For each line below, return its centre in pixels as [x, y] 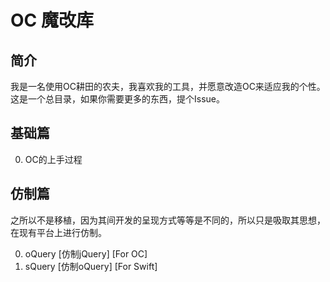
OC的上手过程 [53, 159]
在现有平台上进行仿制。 [58, 232]
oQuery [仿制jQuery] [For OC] [86, 253]
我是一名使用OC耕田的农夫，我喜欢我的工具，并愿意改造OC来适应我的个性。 [168, 86]
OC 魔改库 [52, 20]
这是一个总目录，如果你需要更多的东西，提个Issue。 [117, 99]
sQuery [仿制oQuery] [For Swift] [91, 266]
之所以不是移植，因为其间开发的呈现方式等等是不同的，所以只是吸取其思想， [168, 220]
